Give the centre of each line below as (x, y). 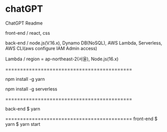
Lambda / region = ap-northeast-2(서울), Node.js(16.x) (62, 59)
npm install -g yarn (25, 79)
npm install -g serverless (31, 89)
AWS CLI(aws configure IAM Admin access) (51, 48)
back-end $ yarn (23, 108)
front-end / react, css (28, 33)
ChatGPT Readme (24, 23)
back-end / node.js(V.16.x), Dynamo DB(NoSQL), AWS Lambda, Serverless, (84, 43)
